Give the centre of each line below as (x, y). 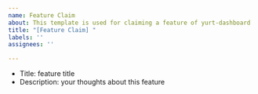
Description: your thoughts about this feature (92, 82)
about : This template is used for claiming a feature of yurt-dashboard (129, 23)
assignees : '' (31, 45)
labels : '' (26, 37)
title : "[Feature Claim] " (52, 30)
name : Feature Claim (42, 15)
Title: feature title (47, 74)
